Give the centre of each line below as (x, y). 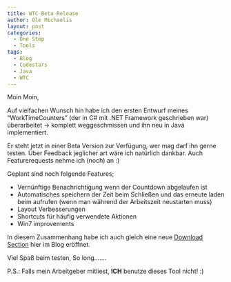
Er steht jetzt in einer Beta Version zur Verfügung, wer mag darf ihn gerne (112, 146)
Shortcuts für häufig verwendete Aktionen (77, 216)
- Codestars (31, 65)
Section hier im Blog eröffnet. (49, 245)
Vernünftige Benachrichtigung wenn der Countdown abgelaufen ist (112, 188)
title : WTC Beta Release (43, 13)
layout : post (26, 26)
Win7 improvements (46, 224)
